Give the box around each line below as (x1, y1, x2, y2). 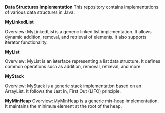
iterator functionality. (5, 39, 48, 45)
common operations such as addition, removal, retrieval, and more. (5, 64, 142, 69)
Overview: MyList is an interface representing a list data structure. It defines (5, 58, 160, 64)
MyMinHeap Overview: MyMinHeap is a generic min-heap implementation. (5, 98, 159, 104)
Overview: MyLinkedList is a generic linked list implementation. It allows (5, 29, 152, 34)
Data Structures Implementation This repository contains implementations (5, 4, 159, 10)
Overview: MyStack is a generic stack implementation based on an (5, 83, 142, 89)
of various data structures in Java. (5, 9, 75, 15)
